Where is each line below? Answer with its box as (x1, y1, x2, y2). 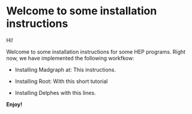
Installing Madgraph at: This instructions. (14, 66, 116, 73)
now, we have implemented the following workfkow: (6, 54, 134, 61)
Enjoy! (6, 100, 23, 108)
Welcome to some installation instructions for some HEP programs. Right (6, 48, 186, 55)
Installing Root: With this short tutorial (14, 78, 108, 85)
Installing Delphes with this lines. (14, 89, 96, 96)
